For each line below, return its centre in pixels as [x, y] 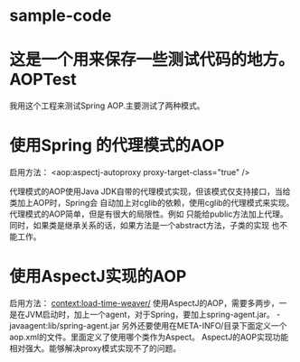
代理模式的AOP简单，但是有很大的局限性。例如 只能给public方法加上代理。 [149, 214]
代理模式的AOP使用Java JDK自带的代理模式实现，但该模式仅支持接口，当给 [150, 191]
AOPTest [43, 80]
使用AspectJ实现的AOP [98, 277]
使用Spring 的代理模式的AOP [117, 146]
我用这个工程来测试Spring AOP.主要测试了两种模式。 [107, 106]
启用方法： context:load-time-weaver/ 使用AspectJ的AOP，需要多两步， [144, 303]
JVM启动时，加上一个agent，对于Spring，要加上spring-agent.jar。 [150, 314]
